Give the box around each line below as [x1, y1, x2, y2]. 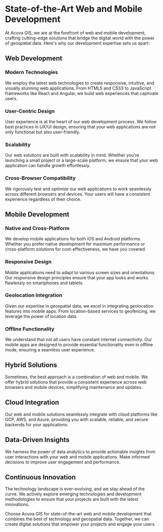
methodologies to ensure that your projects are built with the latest [5, 496, 139, 502]
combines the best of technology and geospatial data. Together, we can [5, 516, 149, 522]
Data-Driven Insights [5, 436, 70, 444]
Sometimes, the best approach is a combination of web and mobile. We [5, 374, 148, 380]
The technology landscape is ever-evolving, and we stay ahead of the [5, 486, 145, 492]
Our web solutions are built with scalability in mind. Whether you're [5, 152, 140, 158]
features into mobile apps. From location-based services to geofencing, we [5, 308, 156, 314]
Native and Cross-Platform [5, 225, 70, 232]
